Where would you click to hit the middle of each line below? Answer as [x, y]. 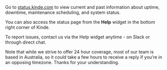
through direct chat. [26, 42]
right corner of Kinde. [28, 27]
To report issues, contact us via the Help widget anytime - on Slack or [77, 37]
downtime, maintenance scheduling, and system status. [63, 12]
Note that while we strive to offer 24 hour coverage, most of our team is [79, 52]
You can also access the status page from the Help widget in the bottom [80, 22]
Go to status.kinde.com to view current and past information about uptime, [82, 7]
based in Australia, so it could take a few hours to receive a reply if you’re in [84, 57]
